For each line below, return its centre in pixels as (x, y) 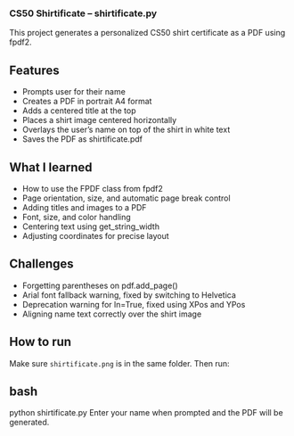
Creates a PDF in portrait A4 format (87, 102)
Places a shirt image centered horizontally (99, 120)
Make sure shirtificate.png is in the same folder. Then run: (119, 363)
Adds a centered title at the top (79, 111)
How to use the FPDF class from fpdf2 (92, 188)
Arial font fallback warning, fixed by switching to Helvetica (129, 295)
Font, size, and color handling (76, 217)
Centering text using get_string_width (91, 226)
